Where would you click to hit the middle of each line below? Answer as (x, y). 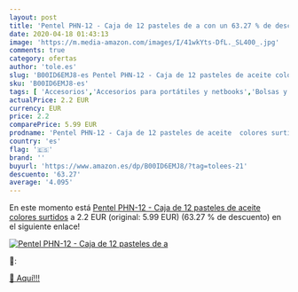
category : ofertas (43, 59)
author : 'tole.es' (43, 67)
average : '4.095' (41, 183)
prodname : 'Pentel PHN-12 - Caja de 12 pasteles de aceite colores (138, 133)
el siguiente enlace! (45, 226)
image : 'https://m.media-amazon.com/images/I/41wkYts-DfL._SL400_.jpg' (144, 42)
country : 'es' (35, 141)
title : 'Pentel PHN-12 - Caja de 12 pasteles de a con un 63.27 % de (141, 26)
